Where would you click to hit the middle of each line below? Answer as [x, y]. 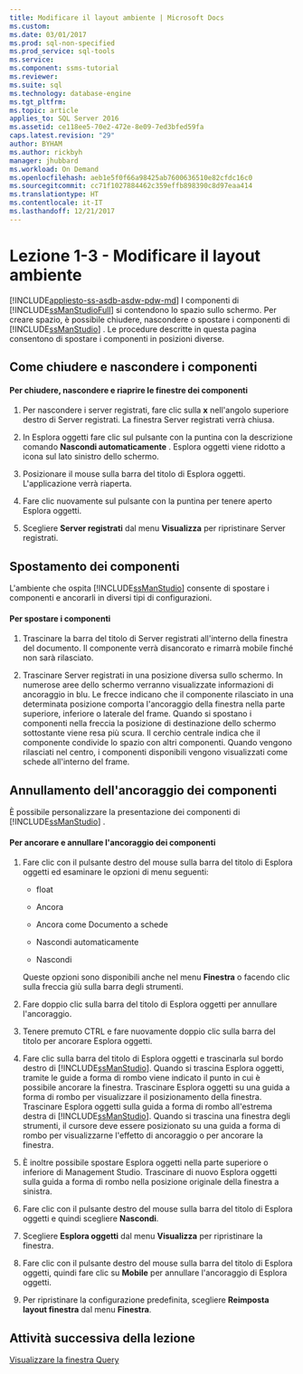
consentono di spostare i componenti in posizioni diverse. [117, 338]
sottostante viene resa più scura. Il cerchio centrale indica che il [141, 733]
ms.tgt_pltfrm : [38, 102]
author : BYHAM [36, 144]
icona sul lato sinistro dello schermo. [91, 457]
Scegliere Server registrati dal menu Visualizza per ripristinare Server [154, 528]
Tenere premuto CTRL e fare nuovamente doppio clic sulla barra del [149, 1031]
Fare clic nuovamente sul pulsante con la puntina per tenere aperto [147, 501]
